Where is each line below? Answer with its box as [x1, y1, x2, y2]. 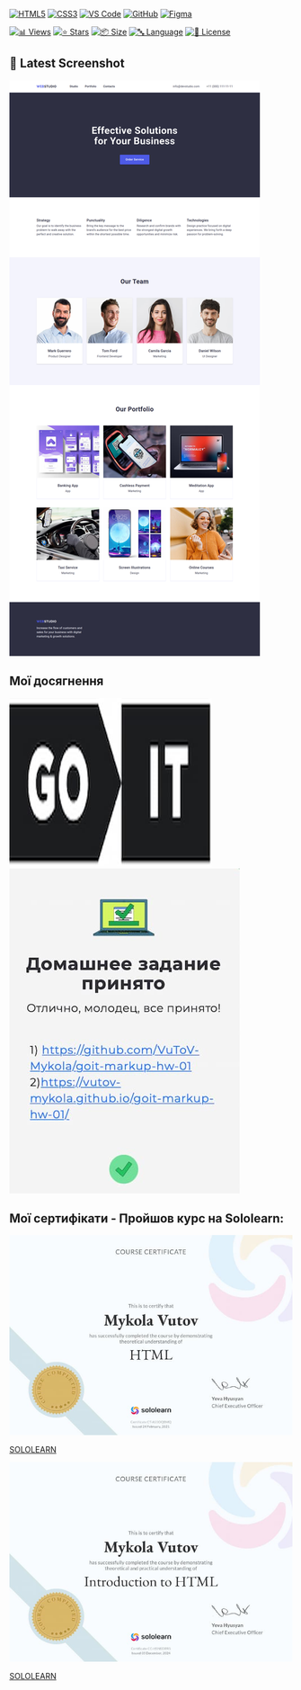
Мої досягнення [9, 674, 104, 689]
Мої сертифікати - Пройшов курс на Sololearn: [9, 1211, 285, 1227]
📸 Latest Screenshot [9, 56, 125, 71]
